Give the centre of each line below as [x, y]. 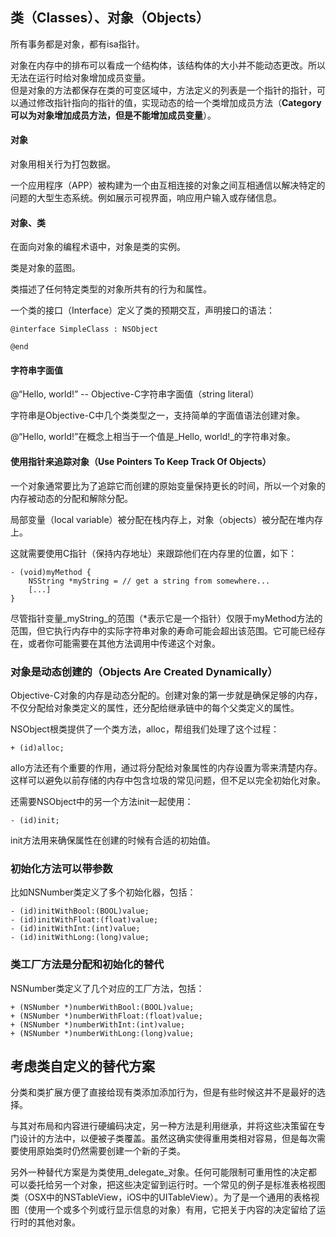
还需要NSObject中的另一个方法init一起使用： [102, 801]
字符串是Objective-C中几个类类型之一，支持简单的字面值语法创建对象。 [158, 415]
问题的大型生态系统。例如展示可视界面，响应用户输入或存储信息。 [146, 198]
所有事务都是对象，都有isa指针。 [77, 44]
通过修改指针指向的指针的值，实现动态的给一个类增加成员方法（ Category [170, 102]
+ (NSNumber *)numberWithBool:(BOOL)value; [102, 1007]
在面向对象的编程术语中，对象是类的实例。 [98, 247]
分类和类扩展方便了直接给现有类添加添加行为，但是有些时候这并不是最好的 [163, 1092]
